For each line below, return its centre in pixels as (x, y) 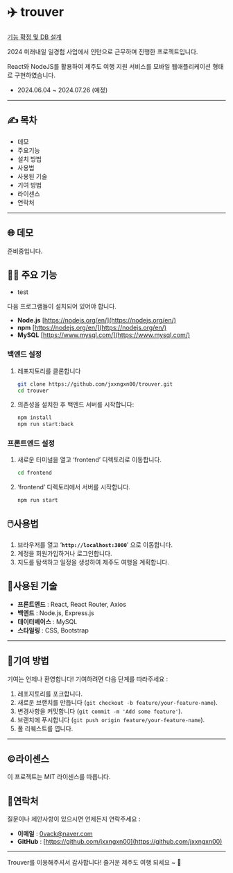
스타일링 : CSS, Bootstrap (53, 630)
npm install (34, 418)
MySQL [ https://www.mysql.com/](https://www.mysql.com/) (104, 335)
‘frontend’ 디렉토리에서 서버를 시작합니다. (74, 487)
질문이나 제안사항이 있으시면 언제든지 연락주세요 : (74, 819)
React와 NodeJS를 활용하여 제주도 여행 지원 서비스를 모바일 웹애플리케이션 (109, 66)
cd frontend (34, 473)
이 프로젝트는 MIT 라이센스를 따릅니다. (59, 777)
